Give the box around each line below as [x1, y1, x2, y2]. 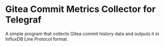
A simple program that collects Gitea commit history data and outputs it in [5, 30, 159, 36]
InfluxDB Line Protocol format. [5, 36, 69, 42]
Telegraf [5, 14, 42, 25]
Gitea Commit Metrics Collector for [5, 3, 156, 15]
